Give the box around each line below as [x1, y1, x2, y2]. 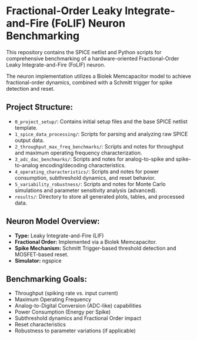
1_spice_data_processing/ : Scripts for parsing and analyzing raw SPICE [14, 130, 188, 137]
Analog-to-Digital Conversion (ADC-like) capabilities [14, 302, 142, 309]
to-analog [14, 161, 39, 169]
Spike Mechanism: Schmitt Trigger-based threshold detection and [14, 245, 176, 252]
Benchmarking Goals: [6, 274, 87, 284]
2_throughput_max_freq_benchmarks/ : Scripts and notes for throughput [14, 143, 184, 150]
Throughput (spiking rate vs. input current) [14, 290, 119, 297]
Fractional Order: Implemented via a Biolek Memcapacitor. [14, 238, 157, 245]
